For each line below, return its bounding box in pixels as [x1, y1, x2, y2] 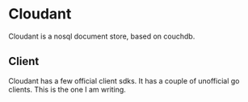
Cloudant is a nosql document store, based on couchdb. [8, 31, 195, 41]
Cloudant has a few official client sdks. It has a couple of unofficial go [8, 75, 240, 85]
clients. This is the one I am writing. [8, 84, 127, 94]
